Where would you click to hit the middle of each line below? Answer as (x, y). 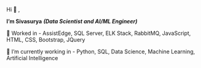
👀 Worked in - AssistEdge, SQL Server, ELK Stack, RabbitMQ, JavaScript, (99, 33)
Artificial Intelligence (32, 58)
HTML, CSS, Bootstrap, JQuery (46, 40)
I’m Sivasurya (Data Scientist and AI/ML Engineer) (72, 21)
